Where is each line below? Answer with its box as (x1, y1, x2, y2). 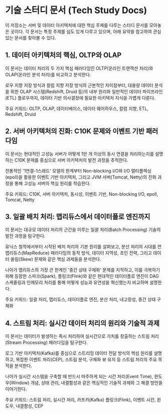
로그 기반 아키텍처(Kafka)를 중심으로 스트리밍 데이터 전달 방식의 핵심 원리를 (5, 350, 153, 356)
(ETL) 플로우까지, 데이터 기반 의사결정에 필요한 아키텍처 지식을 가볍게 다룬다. (5, 95, 155, 101)
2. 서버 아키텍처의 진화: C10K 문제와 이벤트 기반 (5, 127, 144, 136)
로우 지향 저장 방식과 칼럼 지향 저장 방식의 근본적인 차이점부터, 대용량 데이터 (5, 82, 154, 88)
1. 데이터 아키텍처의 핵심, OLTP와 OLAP (5, 51, 122, 59)
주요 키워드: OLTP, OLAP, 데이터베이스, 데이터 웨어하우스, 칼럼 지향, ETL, (5, 105, 149, 111)
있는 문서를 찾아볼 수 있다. (5, 35, 56, 41)
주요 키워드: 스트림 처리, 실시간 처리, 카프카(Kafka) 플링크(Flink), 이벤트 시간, (5, 397, 156, 403)
